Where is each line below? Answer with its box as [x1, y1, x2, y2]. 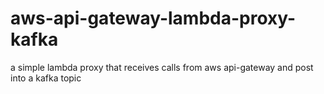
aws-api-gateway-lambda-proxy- [10, 7, 297, 30]
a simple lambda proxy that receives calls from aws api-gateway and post [10, 61, 314, 73]
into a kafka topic [10, 72, 82, 84]
